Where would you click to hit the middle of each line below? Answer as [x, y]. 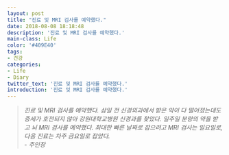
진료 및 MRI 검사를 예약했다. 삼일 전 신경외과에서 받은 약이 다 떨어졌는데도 [122, 110]
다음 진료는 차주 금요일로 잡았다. [67, 136]
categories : [24, 64]
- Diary [18, 77]
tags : [15, 52]
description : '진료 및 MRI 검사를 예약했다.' [66, 33]
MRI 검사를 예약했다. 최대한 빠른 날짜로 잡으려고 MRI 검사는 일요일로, [131, 128]
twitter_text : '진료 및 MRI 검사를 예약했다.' [68, 84]
